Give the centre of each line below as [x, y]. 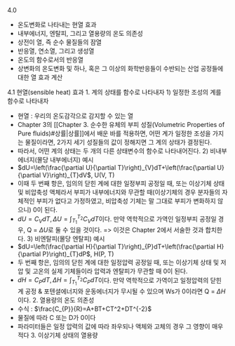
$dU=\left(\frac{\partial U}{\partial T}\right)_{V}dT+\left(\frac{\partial [116, 167]
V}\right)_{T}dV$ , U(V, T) [79, 175]
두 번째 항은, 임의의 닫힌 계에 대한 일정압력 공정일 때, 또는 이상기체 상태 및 [118, 262]
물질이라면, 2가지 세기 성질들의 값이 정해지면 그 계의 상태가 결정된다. [119, 142]
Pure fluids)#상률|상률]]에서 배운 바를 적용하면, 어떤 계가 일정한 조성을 [114, 133]
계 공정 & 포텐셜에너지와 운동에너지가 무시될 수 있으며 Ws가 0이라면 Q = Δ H [121, 291]
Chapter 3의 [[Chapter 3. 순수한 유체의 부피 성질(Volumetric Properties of [121, 125]
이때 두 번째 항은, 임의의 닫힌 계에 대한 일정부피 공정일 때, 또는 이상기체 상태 [121, 183]
